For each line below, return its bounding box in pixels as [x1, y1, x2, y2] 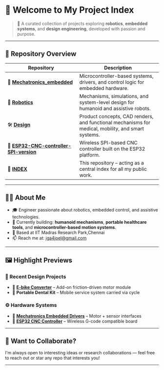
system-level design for [79, 99, 135, 106]
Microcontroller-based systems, [79, 72, 154, 79]
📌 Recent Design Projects [5, 273, 66, 280]
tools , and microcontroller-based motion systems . [12, 224, 116, 230]
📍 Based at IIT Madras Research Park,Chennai [12, 230, 105, 235]
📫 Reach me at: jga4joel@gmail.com [12, 235, 87, 241]
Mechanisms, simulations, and [79, 92, 149, 99]
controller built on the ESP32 [79, 145, 145, 152]
